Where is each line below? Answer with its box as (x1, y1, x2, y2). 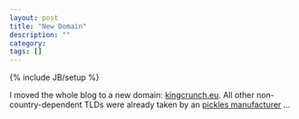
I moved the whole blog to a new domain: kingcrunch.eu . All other (9, 90, 256, 101)
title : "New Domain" (9, 22, 88, 31)
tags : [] (9, 47, 43, 56)
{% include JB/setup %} (9, 72, 100, 83)
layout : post (9, 13, 59, 23)
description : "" (9, 30, 71, 39)
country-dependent (9, 99, 83, 110)
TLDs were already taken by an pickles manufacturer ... (84, 99, 291, 110)
